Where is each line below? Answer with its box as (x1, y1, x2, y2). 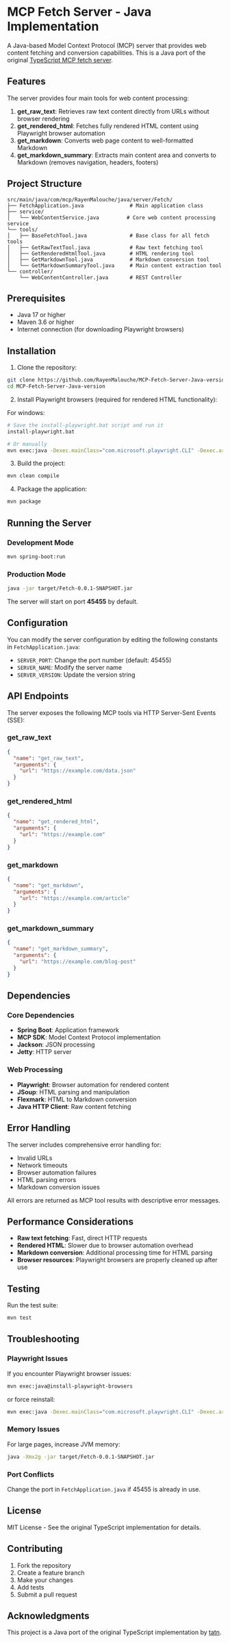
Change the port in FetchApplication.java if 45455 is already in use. (7, 1485, 201, 1493)
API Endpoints (7, 690, 69, 702)
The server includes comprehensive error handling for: (7, 1140, 162, 1149)
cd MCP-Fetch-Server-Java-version (7, 383, 106, 390)
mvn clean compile (7, 473, 60, 479)
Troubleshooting (7, 1333, 80, 1345)
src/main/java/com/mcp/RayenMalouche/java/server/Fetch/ (7, 196, 173, 203)
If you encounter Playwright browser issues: (7, 1369, 131, 1377)
